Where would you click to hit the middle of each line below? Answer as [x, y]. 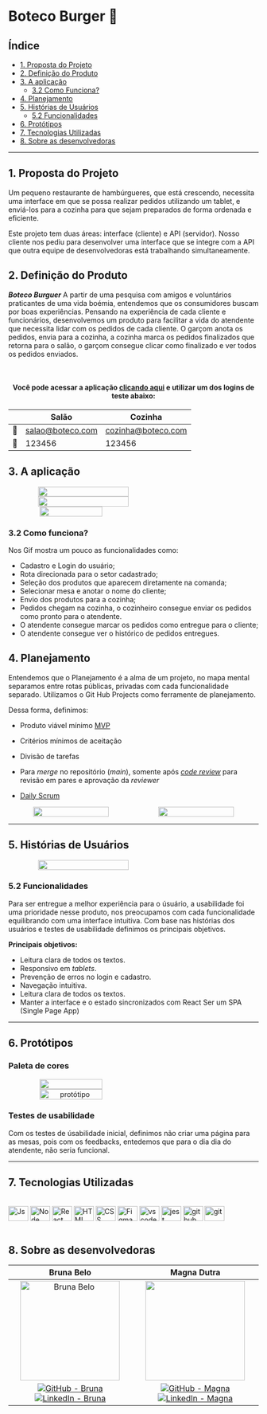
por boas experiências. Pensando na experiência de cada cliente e [117, 311]
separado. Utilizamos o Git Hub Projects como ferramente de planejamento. [132, 694]
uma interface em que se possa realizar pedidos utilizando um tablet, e [124, 201]
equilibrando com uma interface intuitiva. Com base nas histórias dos [122, 920]
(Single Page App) [49, 1010]
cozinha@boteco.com [146, 430]
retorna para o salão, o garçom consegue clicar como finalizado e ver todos [132, 345]
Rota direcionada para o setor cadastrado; [89, 574]
